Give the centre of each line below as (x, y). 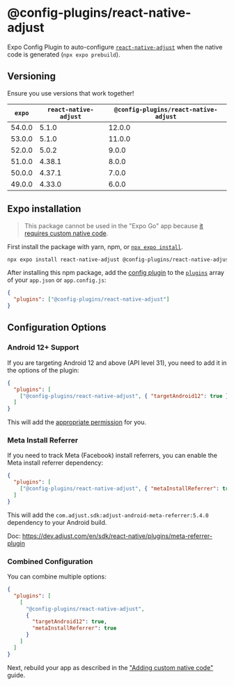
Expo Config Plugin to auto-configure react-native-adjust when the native (115, 47)
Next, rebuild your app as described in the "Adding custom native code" (110, 667)
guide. (16, 675)
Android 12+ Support (43, 348)
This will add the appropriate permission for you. (77, 422)
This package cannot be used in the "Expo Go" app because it (114, 225)
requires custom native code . (66, 233)
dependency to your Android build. (57, 522)
